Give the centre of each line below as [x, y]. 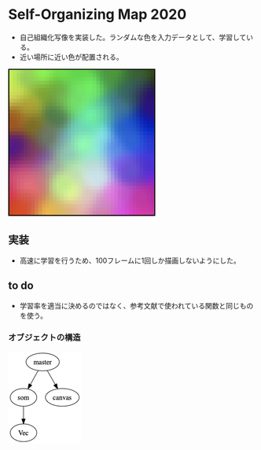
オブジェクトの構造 [44, 337]
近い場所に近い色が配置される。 [71, 57]
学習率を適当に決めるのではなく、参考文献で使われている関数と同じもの [136, 305]
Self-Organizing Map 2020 [97, 15]
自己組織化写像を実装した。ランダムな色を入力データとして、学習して [133, 37]
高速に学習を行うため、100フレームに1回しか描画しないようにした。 [130, 260]
